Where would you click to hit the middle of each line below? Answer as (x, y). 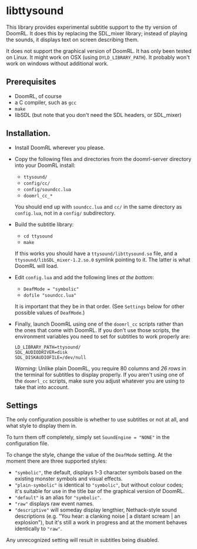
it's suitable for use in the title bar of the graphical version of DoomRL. (100, 491)
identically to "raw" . (38, 529)
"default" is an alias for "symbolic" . (58, 497)
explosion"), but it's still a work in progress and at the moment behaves (101, 523)
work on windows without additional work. (57, 63)
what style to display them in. (42, 426)
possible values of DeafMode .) (50, 312)
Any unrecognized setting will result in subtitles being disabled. (83, 540)
